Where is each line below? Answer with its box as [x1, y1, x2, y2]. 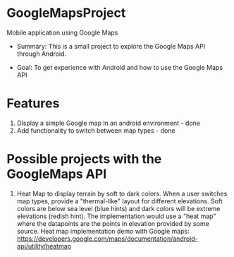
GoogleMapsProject [6, 5, 126, 21]
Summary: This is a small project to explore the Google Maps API [16, 42, 206, 50]
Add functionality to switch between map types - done [16, 126, 175, 135]
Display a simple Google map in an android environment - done [16, 119, 200, 127]
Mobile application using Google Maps [6, 28, 118, 37]
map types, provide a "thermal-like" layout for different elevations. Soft [16, 196, 223, 205]
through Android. [16, 49, 67, 58]
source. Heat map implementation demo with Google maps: [16, 227, 190, 235]
